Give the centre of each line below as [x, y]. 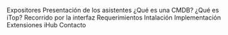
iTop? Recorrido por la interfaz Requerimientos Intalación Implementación [114, 17]
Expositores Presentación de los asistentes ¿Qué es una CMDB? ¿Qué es [113, 10]
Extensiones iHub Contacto [46, 25]
